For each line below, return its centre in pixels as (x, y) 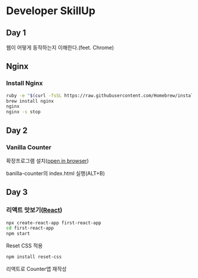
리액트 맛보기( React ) (34, 210)
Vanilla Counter (29, 147)
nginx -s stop (24, 112)
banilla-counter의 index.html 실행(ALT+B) (55, 173)
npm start (18, 234)
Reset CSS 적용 (24, 246)
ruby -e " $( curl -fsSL (34, 96)
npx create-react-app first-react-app (54, 223)
